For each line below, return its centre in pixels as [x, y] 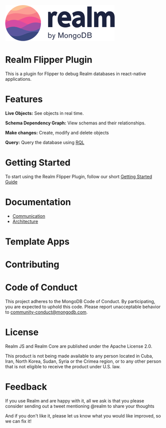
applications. [18, 79]
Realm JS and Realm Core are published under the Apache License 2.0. [79, 346]
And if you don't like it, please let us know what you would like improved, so [83, 415]
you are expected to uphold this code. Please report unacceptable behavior [83, 307]
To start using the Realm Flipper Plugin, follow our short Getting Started [79, 176]
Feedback [26, 387]
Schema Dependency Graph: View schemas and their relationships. [75, 123]
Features [24, 99]
